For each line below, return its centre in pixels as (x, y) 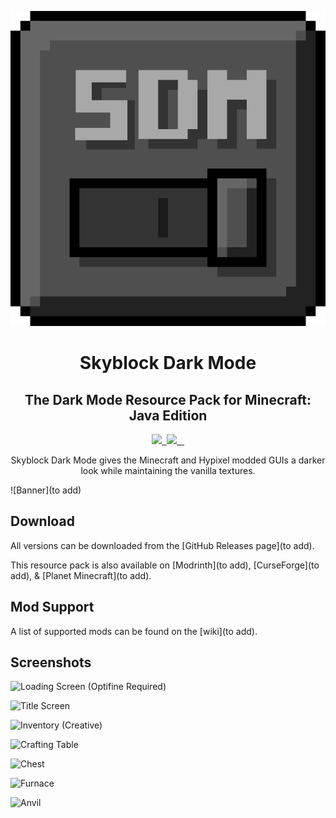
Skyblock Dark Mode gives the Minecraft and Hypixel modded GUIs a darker (168, 460)
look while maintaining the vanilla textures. (168, 470)
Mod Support (52, 607)
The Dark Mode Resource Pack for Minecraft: (168, 399)
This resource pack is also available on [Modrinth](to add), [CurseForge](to (165, 565)
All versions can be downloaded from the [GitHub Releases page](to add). (162, 545)
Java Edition (168, 415)
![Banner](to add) (46, 490)
